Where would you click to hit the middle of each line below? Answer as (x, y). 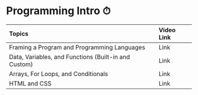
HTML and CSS (30, 83)
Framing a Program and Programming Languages (77, 47)
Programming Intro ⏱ (58, 11)
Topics (19, 34)
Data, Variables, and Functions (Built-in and (70, 57)
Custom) (21, 64)
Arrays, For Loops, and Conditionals (59, 74)
